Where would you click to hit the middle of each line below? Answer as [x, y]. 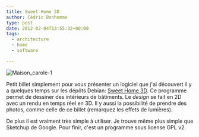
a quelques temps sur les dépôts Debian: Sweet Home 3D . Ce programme [97, 91]
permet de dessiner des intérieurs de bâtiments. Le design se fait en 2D [94, 96]
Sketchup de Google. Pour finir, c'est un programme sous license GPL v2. [96, 127]
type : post [20, 23]
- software [25, 51]
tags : [13, 34]
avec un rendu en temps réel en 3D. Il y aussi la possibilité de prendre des [97, 103]
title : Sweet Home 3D [33, 12]
